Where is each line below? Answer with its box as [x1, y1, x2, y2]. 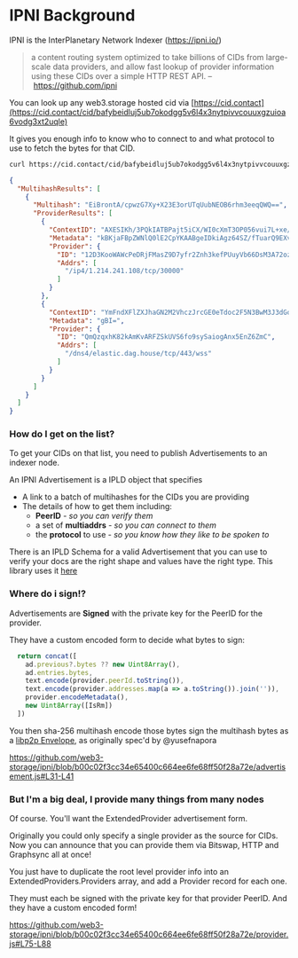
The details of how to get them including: [21, 501, 173, 512]
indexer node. [9, 458, 60, 468]
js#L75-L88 [9, 938, 51, 949]
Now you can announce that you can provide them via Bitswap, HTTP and [9, 840, 279, 851]
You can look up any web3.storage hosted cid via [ [9, 97, 195, 107]
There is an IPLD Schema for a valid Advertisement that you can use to [9, 546, 268, 557]
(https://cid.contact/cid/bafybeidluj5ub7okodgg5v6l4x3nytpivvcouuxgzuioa [9, 106, 286, 117]
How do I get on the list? [9, 428, 115, 440]
